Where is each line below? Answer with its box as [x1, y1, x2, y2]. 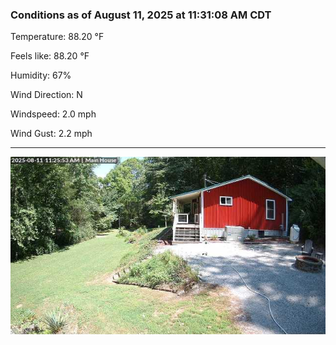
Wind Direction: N [10, 89, 83, 101]
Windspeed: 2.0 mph [10, 108, 97, 120]
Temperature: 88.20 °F [10, 31, 105, 43]
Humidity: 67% [10, 69, 72, 82]
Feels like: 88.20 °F [10, 50, 90, 62]
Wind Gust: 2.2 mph [10, 128, 93, 140]
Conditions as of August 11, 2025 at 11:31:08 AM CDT [10, 8, 272, 22]
